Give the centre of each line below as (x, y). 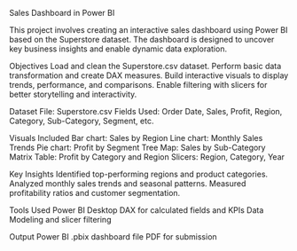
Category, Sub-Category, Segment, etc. (82, 121)
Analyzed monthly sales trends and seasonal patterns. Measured (128, 184)
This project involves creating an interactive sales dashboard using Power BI (148, 30)
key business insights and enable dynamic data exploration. (118, 49)
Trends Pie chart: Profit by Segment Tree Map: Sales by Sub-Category (137, 147)
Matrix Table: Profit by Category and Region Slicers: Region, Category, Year (147, 157)
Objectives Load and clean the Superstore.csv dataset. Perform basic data (145, 66)
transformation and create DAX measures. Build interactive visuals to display (149, 75)
